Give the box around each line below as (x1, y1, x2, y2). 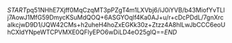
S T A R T (7, 6, 27, 14)
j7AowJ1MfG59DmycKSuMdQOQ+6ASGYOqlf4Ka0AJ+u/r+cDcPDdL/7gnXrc (7, 13, 224, 21)
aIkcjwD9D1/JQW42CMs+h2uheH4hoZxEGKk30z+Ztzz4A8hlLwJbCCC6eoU (7, 21, 226, 28)
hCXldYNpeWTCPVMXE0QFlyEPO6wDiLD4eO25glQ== (7, 28, 165, 36)
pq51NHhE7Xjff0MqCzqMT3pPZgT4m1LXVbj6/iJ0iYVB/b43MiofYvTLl (26, 6, 225, 14)
